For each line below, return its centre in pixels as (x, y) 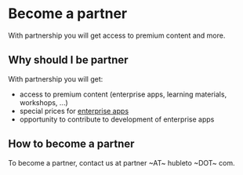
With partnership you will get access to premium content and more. (117, 35)
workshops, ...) (44, 102)
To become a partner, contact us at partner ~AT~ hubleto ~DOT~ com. (121, 162)
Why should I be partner (68, 60)
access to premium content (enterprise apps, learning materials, (123, 94)
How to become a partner (71, 144)
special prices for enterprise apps (74, 111)
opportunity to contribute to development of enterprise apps (117, 119)
